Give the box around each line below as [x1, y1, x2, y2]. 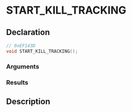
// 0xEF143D [6, 43, 36, 49]
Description [6, 96, 50, 107]
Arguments [6, 62, 40, 71]
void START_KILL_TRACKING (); [6, 48, 78, 54]
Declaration [6, 27, 50, 37]
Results [6, 78, 28, 87]
